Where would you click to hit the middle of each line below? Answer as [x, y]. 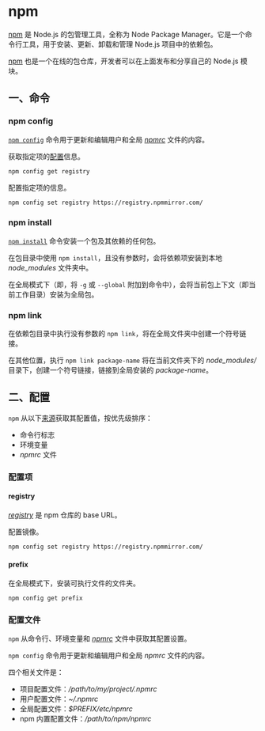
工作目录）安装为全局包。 [57, 294]
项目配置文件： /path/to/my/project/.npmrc [88, 689]
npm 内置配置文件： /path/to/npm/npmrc [85, 719]
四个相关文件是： [36, 672]
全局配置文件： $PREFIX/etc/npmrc [76, 709]
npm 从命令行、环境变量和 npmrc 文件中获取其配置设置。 [100, 638]
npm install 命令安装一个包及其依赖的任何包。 [84, 241]
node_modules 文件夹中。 [51, 267]
